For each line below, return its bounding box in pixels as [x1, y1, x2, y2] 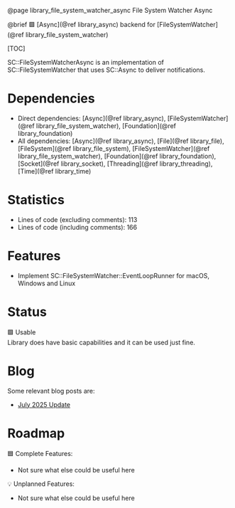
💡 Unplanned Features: [7, 480, 75, 488]
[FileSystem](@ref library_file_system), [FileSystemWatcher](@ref [17, 144, 210, 152]
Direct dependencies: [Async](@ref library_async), [17, 114, 166, 122]
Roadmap [7, 425, 65, 441]
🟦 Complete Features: [7, 449, 73, 457]
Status [7, 304, 48, 319]
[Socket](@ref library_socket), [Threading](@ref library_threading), [17, 159, 213, 168]
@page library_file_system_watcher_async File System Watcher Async [7, 6, 213, 14]
